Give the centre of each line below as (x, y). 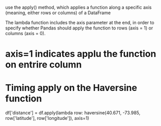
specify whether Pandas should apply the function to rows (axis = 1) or (79, 28)
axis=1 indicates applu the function (81, 54)
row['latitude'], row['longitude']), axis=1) (47, 118)
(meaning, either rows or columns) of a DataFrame (58, 13)
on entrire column (44, 65)
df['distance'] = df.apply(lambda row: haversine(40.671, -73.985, (73, 113)
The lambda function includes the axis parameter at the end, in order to (80, 23)
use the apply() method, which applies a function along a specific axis (78, 7)
